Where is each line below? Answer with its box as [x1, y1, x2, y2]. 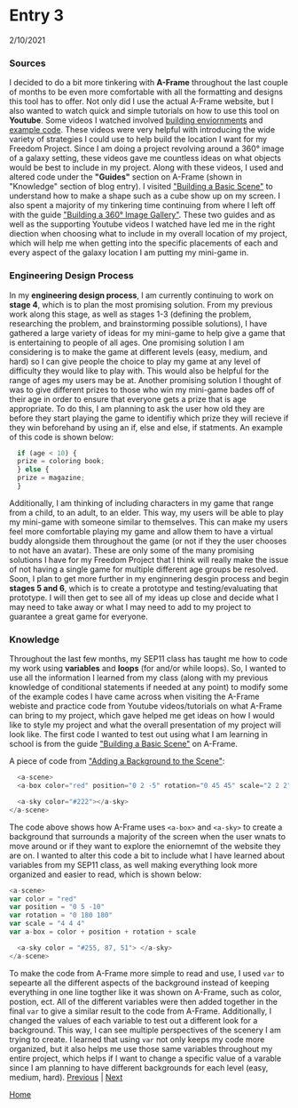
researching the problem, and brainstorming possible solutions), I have [9, 317, 268, 329]
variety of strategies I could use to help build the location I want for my [9, 134, 268, 145]
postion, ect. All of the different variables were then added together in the [9, 996, 278, 1007]
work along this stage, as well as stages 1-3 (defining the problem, [9, 309, 252, 319]
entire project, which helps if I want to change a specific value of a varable [9, 1053, 282, 1064]
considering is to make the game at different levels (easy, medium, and [9, 346, 268, 357]
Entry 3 [9, 5, 65, 26]
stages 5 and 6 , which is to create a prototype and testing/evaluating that [9, 582, 278, 593]
